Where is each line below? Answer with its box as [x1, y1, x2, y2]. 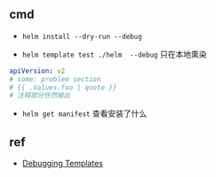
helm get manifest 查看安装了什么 [21, 108, 148, 119]
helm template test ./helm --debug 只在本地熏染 [21, 49, 207, 59]
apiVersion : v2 [9, 66, 66, 75]
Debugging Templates [21, 158, 104, 169]
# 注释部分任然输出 [9, 91, 71, 100]
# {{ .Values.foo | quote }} [9, 83, 117, 92]
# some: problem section [9, 74, 101, 83]
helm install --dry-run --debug [21, 32, 142, 41]
